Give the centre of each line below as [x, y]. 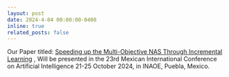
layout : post [26, 13]
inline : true [26, 26]
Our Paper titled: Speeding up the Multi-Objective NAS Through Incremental [115, 52]
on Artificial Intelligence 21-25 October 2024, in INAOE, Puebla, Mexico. [108, 66]
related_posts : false [38, 32]
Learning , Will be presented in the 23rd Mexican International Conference [112, 59]
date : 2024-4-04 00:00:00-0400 [52, 20]
